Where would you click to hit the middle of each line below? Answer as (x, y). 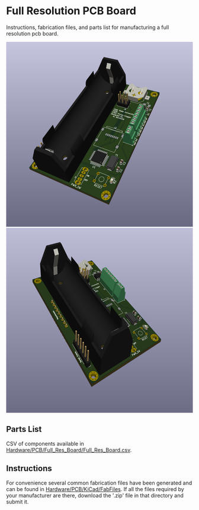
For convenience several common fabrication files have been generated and (99, 483)
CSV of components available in (45, 443)
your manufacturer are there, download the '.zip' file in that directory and (95, 495)
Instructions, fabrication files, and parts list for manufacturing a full (88, 27)
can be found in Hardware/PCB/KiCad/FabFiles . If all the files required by (95, 489)
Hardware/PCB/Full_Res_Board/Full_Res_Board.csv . (69, 450)
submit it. (17, 502)
